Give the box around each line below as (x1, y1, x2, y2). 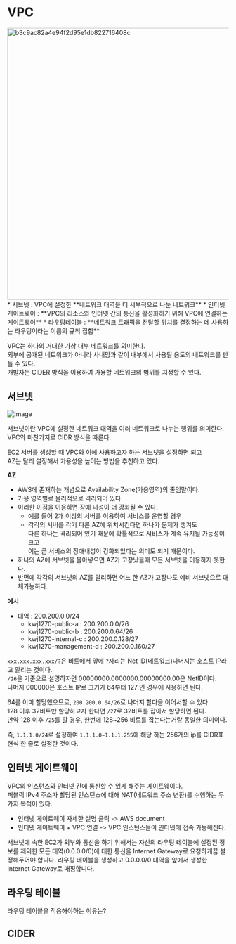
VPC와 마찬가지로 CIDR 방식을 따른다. (7, 433, 112, 441)
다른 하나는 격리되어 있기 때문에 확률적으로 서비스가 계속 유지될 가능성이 (27, 529, 225, 538)
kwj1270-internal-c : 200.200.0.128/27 (27, 634, 139, 643)
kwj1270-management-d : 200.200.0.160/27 (27, 642, 155, 650)
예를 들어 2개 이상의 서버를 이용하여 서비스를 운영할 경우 (27, 511, 182, 520)
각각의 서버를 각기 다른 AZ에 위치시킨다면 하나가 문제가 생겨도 (27, 520, 198, 529)
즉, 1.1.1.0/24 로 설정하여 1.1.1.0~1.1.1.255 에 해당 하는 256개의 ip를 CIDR (7, 730, 218, 739)
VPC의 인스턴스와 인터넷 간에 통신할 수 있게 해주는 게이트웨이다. (7, 782, 183, 790)
